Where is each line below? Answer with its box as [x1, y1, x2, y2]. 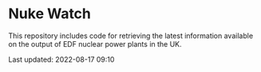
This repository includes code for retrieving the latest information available [8, 31, 254, 40]
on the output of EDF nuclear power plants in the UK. [8, 39, 182, 48]
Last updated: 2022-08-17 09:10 [8, 55, 115, 64]
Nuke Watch [8, 5, 92, 23]
